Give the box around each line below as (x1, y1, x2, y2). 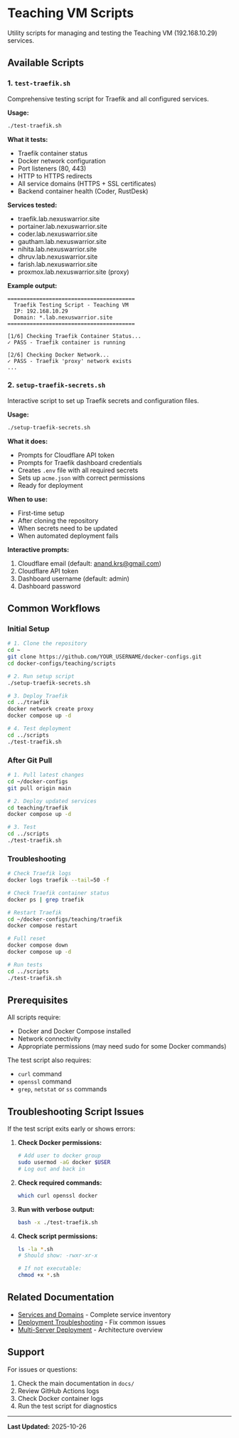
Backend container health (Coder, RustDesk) (17, 187, 149, 195)
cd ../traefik (7, 699, 50, 706)
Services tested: (7, 200, 58, 209)
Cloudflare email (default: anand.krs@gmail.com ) (17, 559, 162, 568)
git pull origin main (7, 785, 72, 792)
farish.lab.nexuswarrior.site (17, 260, 98, 268)
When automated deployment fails (17, 531, 119, 540)
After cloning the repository (17, 516, 99, 525)
